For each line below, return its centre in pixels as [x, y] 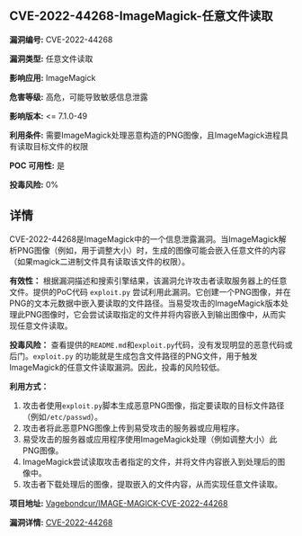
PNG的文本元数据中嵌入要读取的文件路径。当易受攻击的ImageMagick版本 [145, 303]
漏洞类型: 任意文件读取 [51, 58]
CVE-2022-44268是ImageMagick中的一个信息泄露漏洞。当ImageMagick [144, 239]
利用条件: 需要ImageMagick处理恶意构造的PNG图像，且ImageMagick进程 [145, 135]
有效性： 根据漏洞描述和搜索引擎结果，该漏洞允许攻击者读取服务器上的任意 [148, 281]
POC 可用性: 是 [37, 165]
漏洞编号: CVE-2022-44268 [61, 40]
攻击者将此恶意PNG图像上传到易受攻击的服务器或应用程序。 [133, 428]
